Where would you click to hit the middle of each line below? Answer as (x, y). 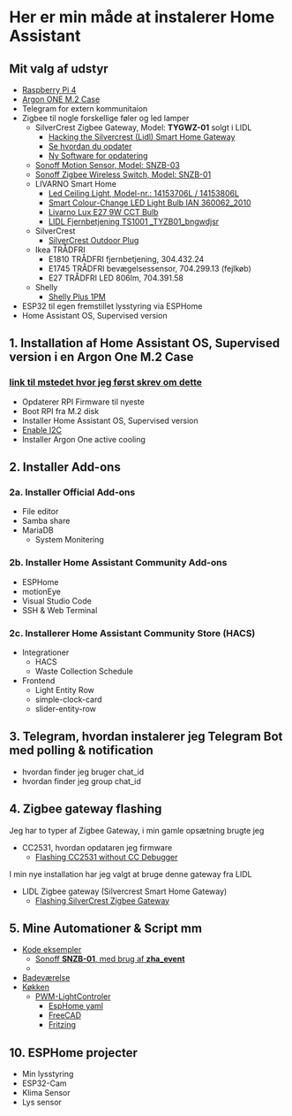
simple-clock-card (69, 699)
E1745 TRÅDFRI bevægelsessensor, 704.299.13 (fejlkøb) (150, 269)
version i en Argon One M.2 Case (101, 357)
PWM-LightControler (73, 997)
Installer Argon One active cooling (83, 439)
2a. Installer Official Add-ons (72, 492)
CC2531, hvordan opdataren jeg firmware (97, 847)
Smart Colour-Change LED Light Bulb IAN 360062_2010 (150, 203)
